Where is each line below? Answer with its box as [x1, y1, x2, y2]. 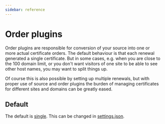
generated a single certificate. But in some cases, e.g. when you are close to [5, 55, 161, 61]
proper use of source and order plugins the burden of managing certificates [5, 81, 159, 86]
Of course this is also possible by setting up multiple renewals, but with [5, 75, 150, 82]
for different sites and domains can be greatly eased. [5, 86, 113, 92]
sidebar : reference [5, 7, 45, 12]
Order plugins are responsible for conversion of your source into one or [5, 45, 150, 51]
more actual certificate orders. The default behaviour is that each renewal [5, 50, 155, 56]
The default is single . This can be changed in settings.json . [5, 113, 125, 119]
